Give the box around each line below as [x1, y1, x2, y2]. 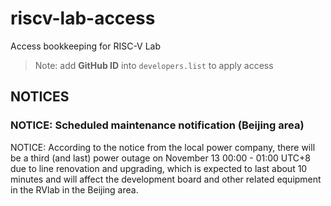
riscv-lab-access [10, 7, 156, 30]
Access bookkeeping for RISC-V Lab [10, 40, 162, 52]
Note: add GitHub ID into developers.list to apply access [34, 59, 274, 71]
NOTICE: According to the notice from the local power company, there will [10, 141, 316, 153]
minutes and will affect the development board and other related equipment [10, 173, 322, 185]
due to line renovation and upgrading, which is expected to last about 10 [10, 162, 308, 174]
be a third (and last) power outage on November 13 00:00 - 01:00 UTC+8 [10, 152, 311, 164]
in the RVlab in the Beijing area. [10, 183, 139, 196]
